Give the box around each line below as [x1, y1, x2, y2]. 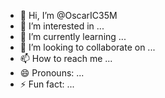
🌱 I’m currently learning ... [19, 31, 127, 42]
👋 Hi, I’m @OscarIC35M [19, 10, 118, 21]
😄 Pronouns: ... [19, 67, 85, 79]
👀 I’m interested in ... [19, 20, 105, 32]
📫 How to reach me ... [19, 53, 113, 64]
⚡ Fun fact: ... [19, 78, 75, 90]
